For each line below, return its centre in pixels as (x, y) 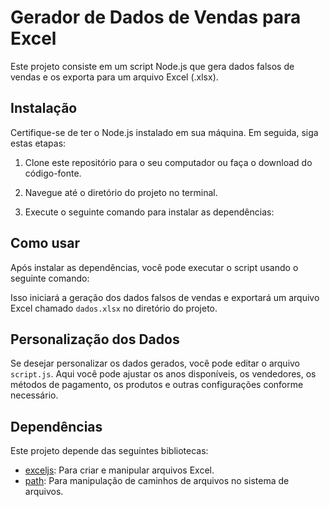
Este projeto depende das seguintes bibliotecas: (109, 451)
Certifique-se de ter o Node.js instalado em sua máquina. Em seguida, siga (164, 132)
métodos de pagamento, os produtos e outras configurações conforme (157, 385)
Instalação (44, 108)
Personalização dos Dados (95, 339)
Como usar (45, 243)
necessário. (34, 395)
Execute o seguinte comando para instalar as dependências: (149, 212)
